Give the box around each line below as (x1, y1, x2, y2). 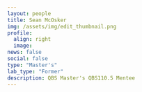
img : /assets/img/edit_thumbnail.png (7, 23, 117, 30)
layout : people (7, 10, 52, 17)
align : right (13, 36, 52, 43)
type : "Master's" (7, 62, 58, 68)
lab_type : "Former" (7, 68, 64, 75)
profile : (7, 29, 33, 37)
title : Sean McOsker (7, 17, 68, 24)
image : (13, 42, 33, 49)
